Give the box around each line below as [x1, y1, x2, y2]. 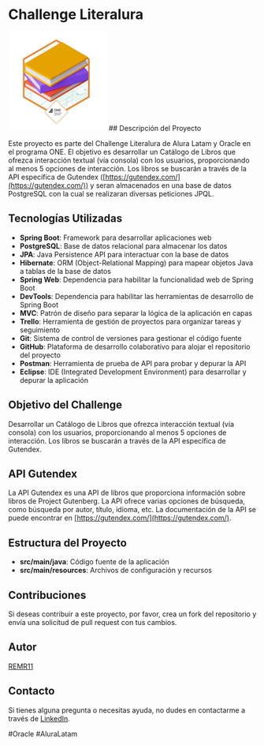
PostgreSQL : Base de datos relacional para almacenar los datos [19, 241, 228, 250]
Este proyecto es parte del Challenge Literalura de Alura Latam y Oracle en [8, 138, 251, 148]
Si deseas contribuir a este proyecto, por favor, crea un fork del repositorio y [8, 609, 257, 619]
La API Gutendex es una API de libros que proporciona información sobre [8, 488, 246, 498]
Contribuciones [8, 588, 87, 601]
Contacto [8, 684, 55, 698]
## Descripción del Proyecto [108, 123, 202, 133]
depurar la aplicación [19, 375, 89, 384]
